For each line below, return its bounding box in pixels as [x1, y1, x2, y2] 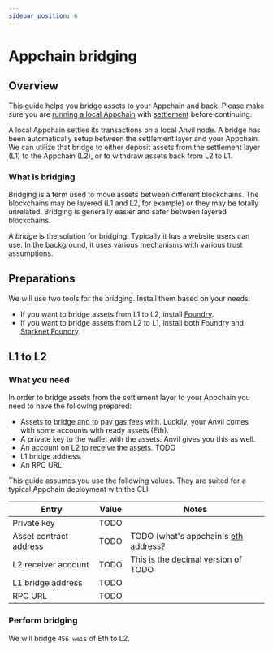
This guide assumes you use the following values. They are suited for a [8, 476, 246, 485]
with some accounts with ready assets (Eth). [19, 425, 169, 435]
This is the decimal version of [129, 554, 242, 565]
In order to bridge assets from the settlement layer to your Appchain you [8, 393, 250, 403]
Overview [8, 79, 59, 93]
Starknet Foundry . [19, 326, 81, 336]
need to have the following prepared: [8, 401, 132, 411]
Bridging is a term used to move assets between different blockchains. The [8, 189, 260, 199]
